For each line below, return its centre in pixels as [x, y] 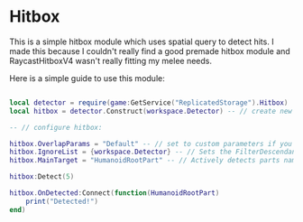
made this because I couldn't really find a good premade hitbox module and [150, 51]
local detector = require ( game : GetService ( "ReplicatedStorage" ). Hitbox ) [149, 102]
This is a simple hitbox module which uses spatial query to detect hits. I [142, 42]
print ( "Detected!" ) [62, 201]
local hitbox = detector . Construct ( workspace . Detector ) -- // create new [151, 111]
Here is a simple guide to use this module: [87, 78]
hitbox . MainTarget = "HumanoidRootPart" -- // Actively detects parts [145, 161]
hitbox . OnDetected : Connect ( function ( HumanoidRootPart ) [115, 193]
